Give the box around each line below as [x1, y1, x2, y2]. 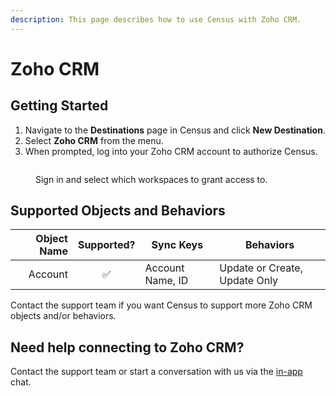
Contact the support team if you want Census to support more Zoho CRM [10, 299, 313, 311]
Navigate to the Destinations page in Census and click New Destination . [24, 124, 326, 136]
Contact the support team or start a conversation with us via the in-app [10, 366, 303, 378]
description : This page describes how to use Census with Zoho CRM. [10, 14, 302, 25]
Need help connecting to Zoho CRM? [10, 339, 245, 356]
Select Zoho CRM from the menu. [24, 134, 164, 146]
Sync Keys [151, 238, 204, 252]
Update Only [219, 274, 279, 288]
